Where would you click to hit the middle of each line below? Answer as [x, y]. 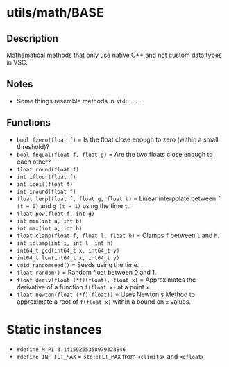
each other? [34, 162]
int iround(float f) [46, 191]
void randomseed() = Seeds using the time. [78, 264]
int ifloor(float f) [46, 177]
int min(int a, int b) [49, 221]
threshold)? [33, 146]
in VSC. [17, 62]
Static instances [54, 329]
